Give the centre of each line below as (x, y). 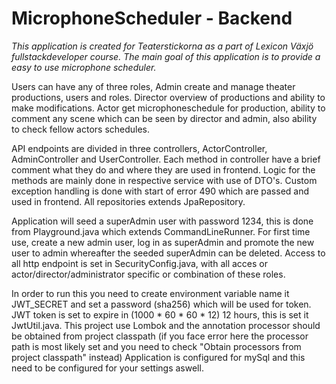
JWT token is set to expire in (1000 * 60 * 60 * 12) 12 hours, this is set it (160, 314)
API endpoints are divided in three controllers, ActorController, (139, 148)
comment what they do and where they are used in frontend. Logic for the (163, 169)
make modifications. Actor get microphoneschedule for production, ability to (168, 108)
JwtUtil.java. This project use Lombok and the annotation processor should (166, 325)
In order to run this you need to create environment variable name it (150, 293)
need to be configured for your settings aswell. (107, 368)
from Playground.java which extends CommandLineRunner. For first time (161, 231)
